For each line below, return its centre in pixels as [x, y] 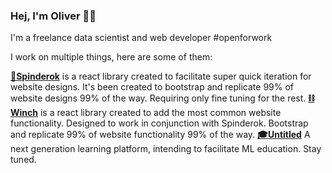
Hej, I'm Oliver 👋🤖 [53, 16]
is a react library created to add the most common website [160, 113]
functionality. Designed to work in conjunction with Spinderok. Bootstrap [159, 123]
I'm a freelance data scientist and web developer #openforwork [141, 38]
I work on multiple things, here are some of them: [111, 57]
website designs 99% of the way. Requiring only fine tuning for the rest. [158, 98]
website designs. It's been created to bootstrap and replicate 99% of [152, 87]
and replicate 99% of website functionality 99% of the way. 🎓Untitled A [160, 135]
